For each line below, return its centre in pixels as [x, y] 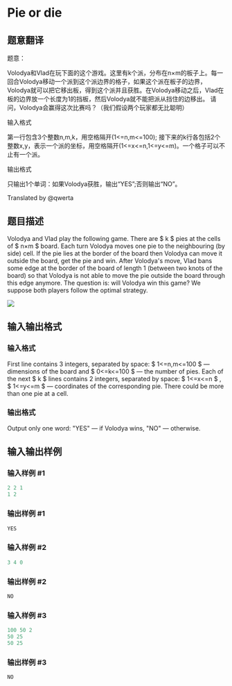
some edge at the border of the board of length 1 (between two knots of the [115, 268]
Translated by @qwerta [41, 198]
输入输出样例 [35, 452]
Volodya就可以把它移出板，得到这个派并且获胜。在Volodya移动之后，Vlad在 [116, 90]
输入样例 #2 [27, 548]
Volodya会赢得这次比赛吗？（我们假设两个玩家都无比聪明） [104, 108]
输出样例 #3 [27, 662]
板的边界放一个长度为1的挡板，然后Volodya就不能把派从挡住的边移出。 [108, 99]
